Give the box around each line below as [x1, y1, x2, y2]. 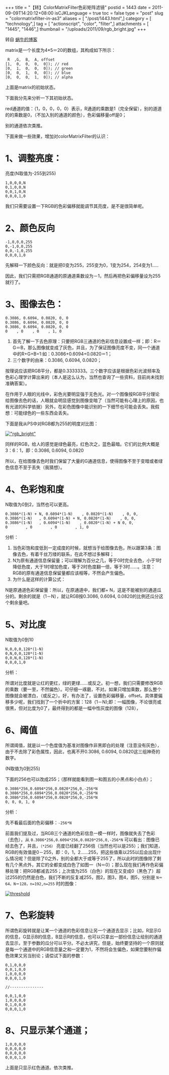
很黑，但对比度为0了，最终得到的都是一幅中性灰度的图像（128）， [5, 705, 141, 711]
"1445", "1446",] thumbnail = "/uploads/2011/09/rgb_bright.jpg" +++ [5, 26, 146, 32]
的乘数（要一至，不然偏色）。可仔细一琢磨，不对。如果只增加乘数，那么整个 [5, 686, 162, 692]
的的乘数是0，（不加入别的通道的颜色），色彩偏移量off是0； [5, 112, 127, 118]
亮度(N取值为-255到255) [5, 170, 56, 176]
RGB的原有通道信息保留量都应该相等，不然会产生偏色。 [12, 570, 128, 576]
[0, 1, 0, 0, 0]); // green [5, 66, 73, 71]
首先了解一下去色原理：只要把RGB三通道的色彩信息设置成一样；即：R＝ [12, 338, 161, 344]
